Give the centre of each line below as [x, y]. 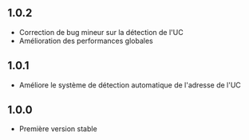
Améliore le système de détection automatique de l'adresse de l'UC [130, 85]
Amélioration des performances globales [86, 41]
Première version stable [58, 129]
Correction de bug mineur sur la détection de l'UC [101, 32]
